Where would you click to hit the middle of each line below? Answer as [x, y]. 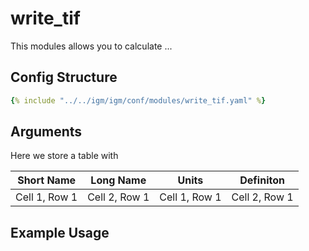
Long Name [118, 180]
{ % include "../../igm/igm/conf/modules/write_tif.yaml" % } [138, 100]
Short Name [47, 180]
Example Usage [60, 232]
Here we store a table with [64, 156]
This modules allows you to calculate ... [91, 46]
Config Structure [64, 77]
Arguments [46, 132]
